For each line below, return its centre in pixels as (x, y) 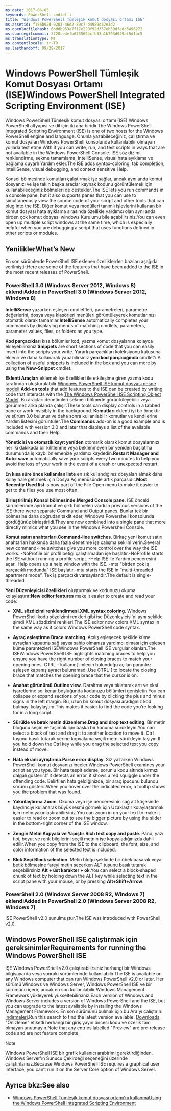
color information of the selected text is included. (64, 849)
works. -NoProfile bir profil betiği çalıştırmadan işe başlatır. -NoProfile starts (84, 553)
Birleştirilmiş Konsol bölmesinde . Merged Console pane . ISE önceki (77, 500)
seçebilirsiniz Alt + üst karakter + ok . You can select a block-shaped (84, 870)
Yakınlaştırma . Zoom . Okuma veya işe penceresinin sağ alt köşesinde (86, 801)
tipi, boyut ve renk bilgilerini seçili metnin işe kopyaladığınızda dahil (83, 839)
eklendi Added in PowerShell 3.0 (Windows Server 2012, (76, 292)
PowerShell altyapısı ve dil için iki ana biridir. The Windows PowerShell (78, 125)
